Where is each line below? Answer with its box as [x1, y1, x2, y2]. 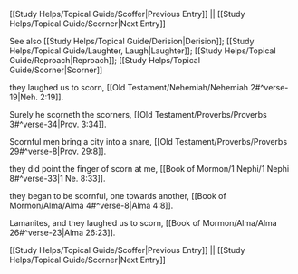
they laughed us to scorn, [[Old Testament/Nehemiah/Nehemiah [9, 82, 249, 92]
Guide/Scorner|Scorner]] [9, 64, 103, 75]
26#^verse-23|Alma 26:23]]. [9, 227, 116, 238]
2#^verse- [250, 82, 289, 92]
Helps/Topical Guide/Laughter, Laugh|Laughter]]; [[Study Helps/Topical [9, 45, 276, 56]
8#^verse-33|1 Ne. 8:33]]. [9, 173, 106, 184]
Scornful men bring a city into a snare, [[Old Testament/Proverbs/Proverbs [9, 137, 288, 146]
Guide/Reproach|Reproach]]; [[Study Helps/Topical [9, 55, 201, 65]
